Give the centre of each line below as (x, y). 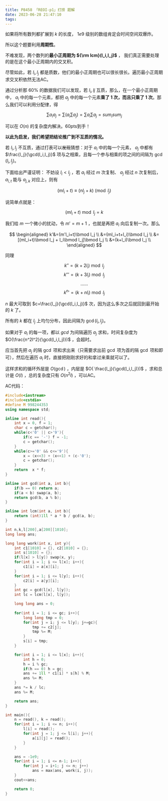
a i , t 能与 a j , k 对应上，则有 (32, 180)
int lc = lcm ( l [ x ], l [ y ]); (42, 595)
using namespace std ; (28, 410)
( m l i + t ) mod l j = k (84, 213)
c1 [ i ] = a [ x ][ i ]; (41, 567)
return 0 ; (25, 789)
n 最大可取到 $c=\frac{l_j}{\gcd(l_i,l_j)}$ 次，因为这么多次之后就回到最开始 (82, 304)
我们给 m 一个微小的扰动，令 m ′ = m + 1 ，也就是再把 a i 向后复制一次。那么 (83, 224)
